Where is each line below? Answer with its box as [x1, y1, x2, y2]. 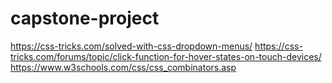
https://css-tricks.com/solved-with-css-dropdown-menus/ [10, 40, 253, 52]
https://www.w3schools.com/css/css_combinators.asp [10, 61, 237, 73]
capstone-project [10, 7, 160, 30]
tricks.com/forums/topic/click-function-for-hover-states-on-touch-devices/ [10, 50, 322, 62]
